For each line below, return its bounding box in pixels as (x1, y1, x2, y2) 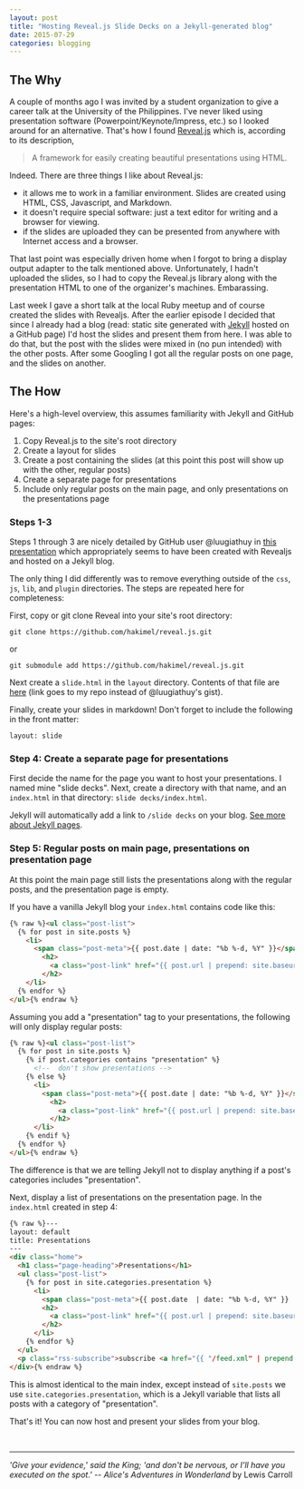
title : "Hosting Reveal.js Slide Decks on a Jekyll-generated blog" (9, 22, 273, 31)
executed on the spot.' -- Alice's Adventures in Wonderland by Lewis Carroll (9, 1469, 293, 1480)
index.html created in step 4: (9, 1201, 119, 1212)
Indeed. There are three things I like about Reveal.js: (9, 170, 204, 181)
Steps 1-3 (9, 515, 52, 528)
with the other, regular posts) (22, 464, 131, 475)
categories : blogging (9, 38, 91, 48)
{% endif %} (25, 1131, 71, 1141)
